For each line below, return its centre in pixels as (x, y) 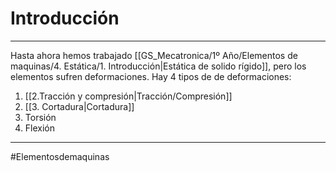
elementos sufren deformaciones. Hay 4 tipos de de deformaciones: (151, 76)
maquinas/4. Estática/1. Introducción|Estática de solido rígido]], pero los (158, 66)
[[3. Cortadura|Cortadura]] (79, 106)
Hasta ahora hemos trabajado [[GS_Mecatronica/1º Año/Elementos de (154, 55)
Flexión (39, 128)
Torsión (40, 117)
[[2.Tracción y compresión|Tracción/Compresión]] (128, 96)
